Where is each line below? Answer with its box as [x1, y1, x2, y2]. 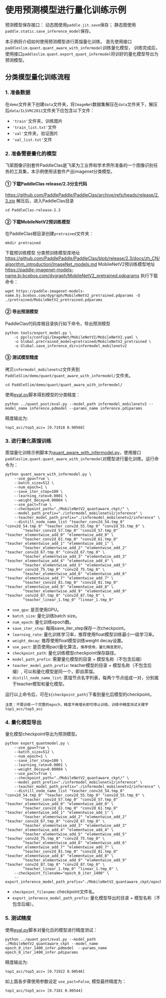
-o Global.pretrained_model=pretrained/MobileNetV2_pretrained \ [14, 339, 152, 344]
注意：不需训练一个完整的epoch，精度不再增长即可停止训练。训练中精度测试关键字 [5, 702, 149, 708]
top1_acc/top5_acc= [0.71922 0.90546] [5, 969, 85, 974]
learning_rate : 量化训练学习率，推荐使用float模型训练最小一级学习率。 [12, 631, 157, 637]
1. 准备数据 [5, 89, 31, 96]
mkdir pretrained [5, 240, 41, 245]
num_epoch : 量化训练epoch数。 [12, 619, 74, 625]
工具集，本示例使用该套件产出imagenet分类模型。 [13, 168, 115, 174]
